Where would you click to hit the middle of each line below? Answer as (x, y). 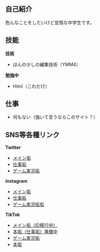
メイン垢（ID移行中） (35, 225)
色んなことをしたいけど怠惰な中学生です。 (50, 23)
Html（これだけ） (31, 86)
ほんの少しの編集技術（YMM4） (46, 64)
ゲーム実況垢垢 (28, 204)
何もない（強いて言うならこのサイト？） (55, 117)
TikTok (13, 215)
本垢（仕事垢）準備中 (35, 232)
